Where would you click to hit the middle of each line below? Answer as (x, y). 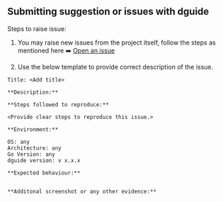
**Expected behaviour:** (44, 173)
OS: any (19, 142)
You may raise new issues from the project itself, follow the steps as (116, 43)
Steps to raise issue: (37, 28)
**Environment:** (33, 129)
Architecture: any (34, 148)
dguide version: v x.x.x (44, 160)
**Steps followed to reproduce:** (58, 105)
